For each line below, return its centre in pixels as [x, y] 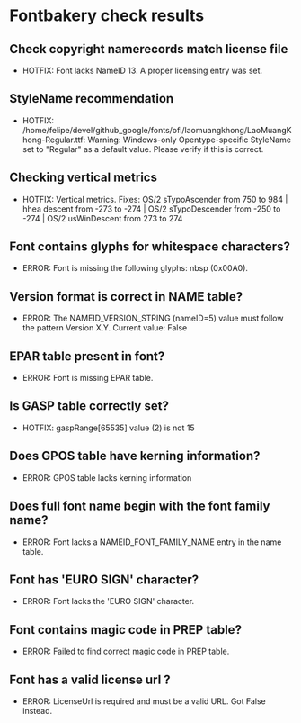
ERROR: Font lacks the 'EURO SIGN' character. [108, 601]
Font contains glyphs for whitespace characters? [150, 247]
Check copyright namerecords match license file [149, 49]
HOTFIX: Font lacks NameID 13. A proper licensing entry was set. [142, 70]
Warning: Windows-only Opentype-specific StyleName [190, 140]
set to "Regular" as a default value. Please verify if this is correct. [143, 149]
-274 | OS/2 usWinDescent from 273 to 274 [102, 218]
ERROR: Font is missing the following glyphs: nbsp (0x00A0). [135, 268]
